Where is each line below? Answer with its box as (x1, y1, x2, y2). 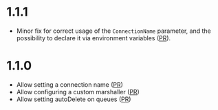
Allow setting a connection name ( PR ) (16, 80, 123, 89)
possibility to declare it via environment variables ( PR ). (16, 33, 171, 42)
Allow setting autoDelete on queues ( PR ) (16, 95, 131, 103)
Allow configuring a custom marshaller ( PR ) (16, 87, 140, 96)
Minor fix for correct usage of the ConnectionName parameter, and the (16, 27, 211, 35)
